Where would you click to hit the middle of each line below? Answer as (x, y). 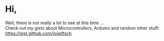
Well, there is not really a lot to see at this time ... (54, 23)
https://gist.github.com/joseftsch (39, 33)
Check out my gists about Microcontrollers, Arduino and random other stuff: (82, 28)
